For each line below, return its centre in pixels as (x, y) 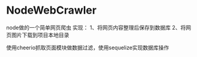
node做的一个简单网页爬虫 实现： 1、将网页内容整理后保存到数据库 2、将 (96, 27)
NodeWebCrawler (51, 10)
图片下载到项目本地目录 (40, 35)
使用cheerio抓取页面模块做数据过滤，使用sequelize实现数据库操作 (88, 47)
